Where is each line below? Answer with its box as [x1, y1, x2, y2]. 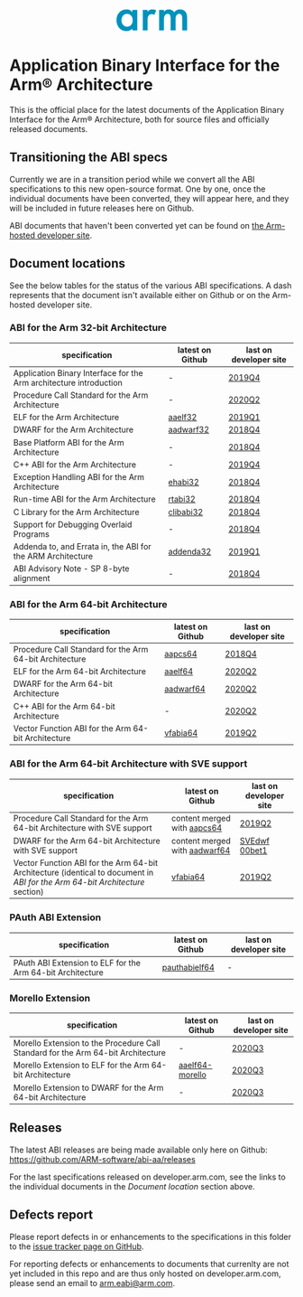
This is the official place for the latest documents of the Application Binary [9, 104, 285, 115]
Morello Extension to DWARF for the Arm [13, 1082, 164, 1093]
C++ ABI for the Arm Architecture [13, 459, 137, 470]
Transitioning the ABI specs [9, 150, 169, 165]
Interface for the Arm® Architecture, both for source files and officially [9, 114, 270, 125]
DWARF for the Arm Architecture [13, 424, 133, 436]
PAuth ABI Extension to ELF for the [13, 957, 142, 968]
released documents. [9, 123, 88, 134]
